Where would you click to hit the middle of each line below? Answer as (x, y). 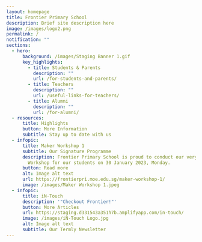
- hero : (21, 51)
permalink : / (23, 34)
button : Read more (45, 168)
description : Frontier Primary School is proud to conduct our (103, 157)
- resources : (28, 118)
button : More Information (54, 129)
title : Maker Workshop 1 (53, 146)
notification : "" (28, 40)
